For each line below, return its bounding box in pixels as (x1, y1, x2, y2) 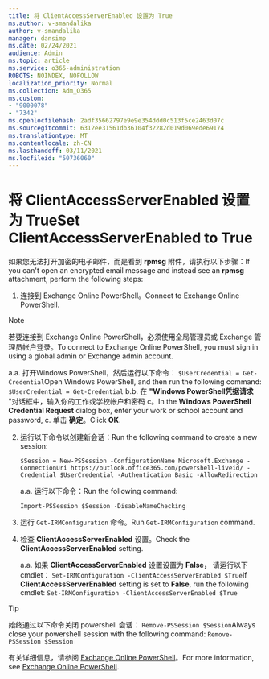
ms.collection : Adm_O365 (8, 86, 92, 95)
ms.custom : (8, 94, 45, 102)
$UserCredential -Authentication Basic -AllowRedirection (59, 471, 259, 479)
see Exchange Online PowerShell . (8, 662, 120, 672)
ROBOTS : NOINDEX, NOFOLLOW (8, 72, 99, 80)
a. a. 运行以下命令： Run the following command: (19, 486, 178, 496)
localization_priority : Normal (8, 79, 113, 87)
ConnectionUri (19, 464, 67, 472)
